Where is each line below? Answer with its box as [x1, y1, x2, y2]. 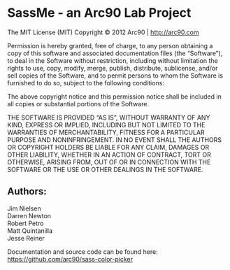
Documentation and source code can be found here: [7, 247, 159, 256]
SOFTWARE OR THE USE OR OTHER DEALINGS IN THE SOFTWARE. [7, 165, 203, 173]
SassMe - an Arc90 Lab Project [7, 5, 192, 21]
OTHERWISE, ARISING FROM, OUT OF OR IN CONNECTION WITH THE [7, 157, 211, 166]
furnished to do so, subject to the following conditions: [7, 78, 164, 87]
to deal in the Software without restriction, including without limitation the [7, 56, 218, 64]
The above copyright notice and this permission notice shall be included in [7, 92, 222, 101]
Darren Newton [7, 211, 51, 220]
